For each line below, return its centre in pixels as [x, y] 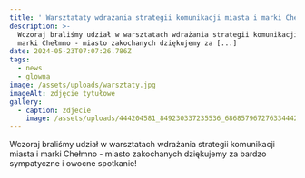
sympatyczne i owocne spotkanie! [74, 164]
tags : [20, 60]
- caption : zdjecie [54, 110]
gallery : [26, 102]
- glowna [34, 77]
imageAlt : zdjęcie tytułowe [63, 93]
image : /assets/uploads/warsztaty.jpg [83, 85]
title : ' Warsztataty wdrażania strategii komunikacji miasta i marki [146, 18]
